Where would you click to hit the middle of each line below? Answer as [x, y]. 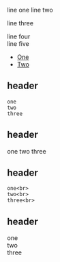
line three [20, 23]
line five [18, 44]
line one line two [30, 10]
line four [19, 36]
